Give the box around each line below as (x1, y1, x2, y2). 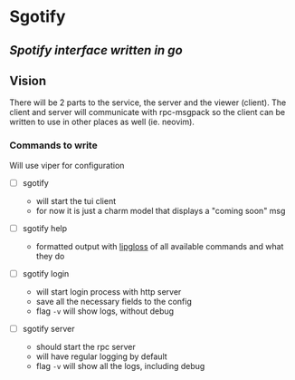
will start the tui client (35, 195, 117, 206)
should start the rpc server (35, 341, 136, 352)
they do (35, 250, 65, 261)
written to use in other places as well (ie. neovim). (9, 116, 195, 128)
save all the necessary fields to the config (35, 296, 192, 307)
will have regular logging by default (35, 351, 167, 362)
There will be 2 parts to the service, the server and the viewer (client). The (9, 97, 287, 108)
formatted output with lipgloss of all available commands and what (35, 240, 284, 251)
